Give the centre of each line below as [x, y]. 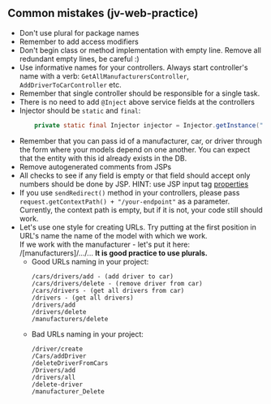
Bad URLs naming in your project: [87, 334]
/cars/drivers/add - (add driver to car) [102, 276]
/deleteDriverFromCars [70, 363]
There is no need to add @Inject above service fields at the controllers [137, 101]
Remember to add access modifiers [79, 41]
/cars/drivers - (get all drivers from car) [108, 290]
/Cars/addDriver [59, 356]
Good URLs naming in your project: [90, 261]
